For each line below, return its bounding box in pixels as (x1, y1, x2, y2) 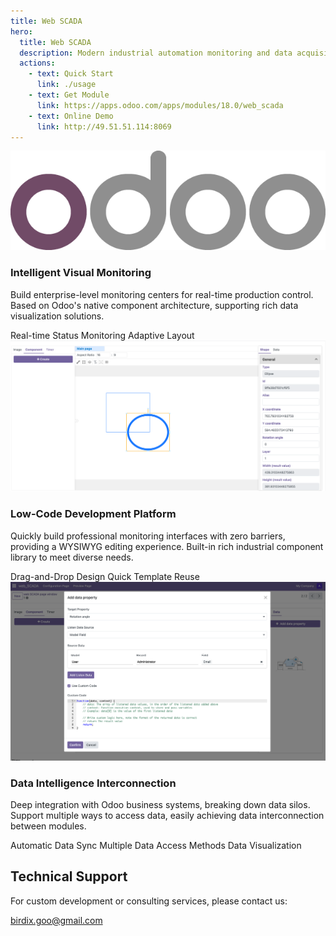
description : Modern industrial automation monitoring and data (19, 48, 293, 58)
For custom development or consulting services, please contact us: (10, 895, 288, 907)
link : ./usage (36, 80, 97, 90)
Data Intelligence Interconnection (10, 776, 177, 790)
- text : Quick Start (28, 69, 114, 79)
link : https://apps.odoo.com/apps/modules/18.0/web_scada (36, 100, 284, 110)
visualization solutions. (10, 310, 105, 322)
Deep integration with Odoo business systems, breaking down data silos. (10, 798, 311, 810)
